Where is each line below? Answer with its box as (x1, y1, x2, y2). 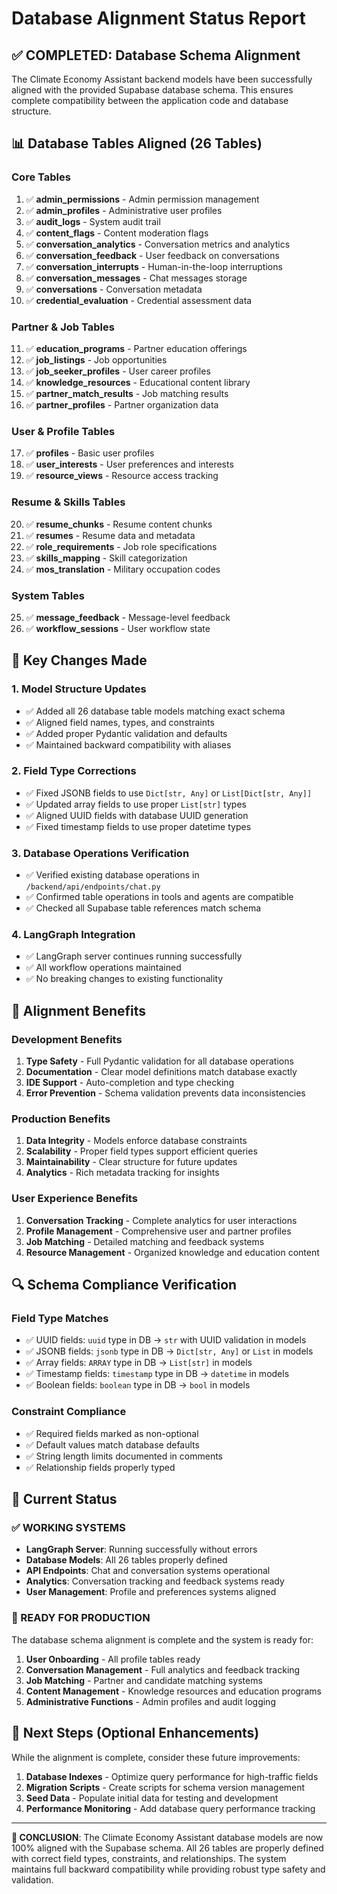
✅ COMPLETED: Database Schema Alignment (11, 47, 301, 64)
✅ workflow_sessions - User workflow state (25, 622, 211, 634)
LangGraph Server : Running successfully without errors (25, 1543, 258, 1556)
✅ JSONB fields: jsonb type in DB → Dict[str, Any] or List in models (25, 1345, 314, 1357)
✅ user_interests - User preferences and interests (25, 458, 234, 471)
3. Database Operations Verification (11, 846, 190, 860)
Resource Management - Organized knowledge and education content (25, 1246, 320, 1258)
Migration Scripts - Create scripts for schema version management (25, 1781, 306, 1793)
